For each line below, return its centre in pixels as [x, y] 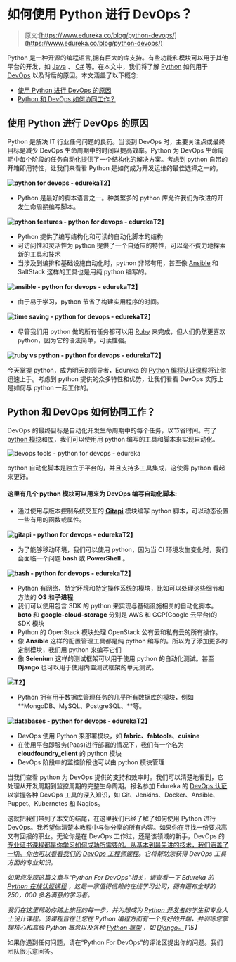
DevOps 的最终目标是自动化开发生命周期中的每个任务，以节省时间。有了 [112, 430]
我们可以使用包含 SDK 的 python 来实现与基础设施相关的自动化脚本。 [117, 605]
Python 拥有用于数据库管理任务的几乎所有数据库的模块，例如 [106, 697]
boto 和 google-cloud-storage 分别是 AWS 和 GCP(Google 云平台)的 [117, 614]
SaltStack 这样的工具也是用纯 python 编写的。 [84, 271]
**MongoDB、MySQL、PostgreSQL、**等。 [81, 706]
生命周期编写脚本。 [51, 206]
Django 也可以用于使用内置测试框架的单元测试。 [87, 667]
